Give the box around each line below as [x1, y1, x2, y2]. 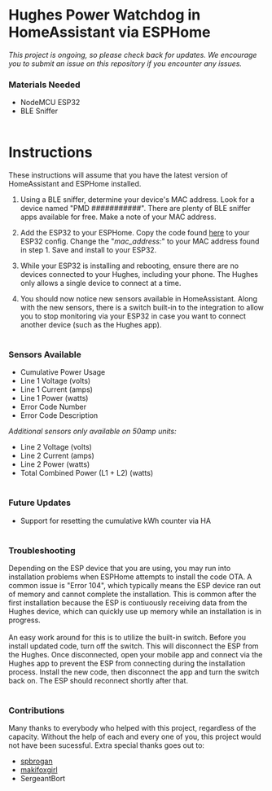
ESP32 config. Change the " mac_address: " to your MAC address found [20, 236, 260, 246]
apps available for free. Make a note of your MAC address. [20, 212, 217, 222]
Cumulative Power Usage [20, 367, 106, 377]
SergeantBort [20, 774, 66, 784]
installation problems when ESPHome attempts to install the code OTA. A [8, 572, 252, 582]
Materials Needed [8, 79, 81, 90]
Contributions [8, 705, 65, 716]
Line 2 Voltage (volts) [20, 442, 92, 452]
